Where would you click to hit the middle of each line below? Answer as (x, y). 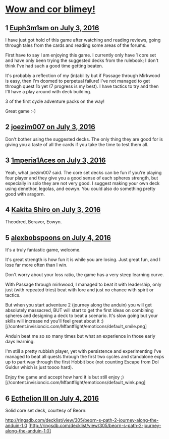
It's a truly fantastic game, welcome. (43, 250)
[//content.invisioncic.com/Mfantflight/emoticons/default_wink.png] (75, 383)
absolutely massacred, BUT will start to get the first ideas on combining (79, 310)
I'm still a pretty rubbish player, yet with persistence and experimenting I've (83, 351)
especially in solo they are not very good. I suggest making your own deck (82, 183)
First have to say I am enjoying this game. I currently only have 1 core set (81, 55)
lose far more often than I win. (36, 265)
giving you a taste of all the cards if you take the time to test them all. (77, 144)
